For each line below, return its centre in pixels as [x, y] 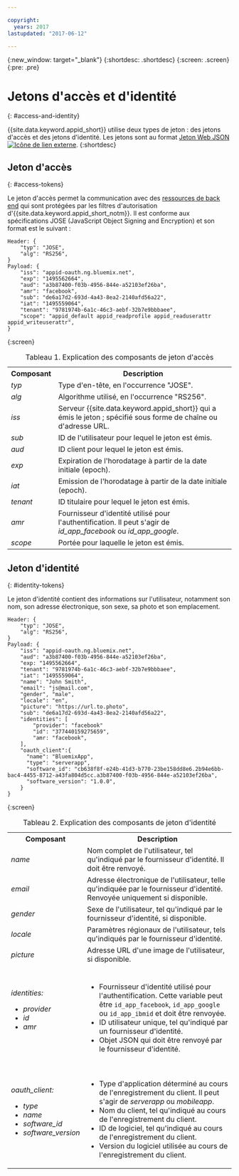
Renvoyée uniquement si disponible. [147, 898]
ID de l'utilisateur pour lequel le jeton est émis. [135, 438]
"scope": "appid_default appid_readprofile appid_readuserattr [116, 316]
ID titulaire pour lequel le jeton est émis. [124, 502]
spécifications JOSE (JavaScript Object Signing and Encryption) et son [111, 221]
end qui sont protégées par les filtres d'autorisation [83, 206]
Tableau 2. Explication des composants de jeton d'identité [119, 822]
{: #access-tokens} [36, 184]
